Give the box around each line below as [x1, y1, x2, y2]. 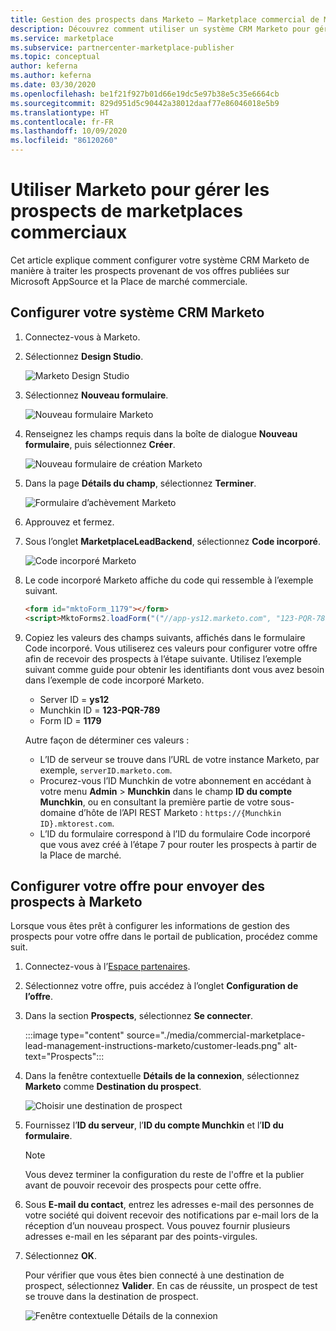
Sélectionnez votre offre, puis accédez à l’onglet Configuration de [24, 980, 299, 992]
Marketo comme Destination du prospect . [24, 1081, 202, 1093]
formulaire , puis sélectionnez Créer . [24, 438, 176, 450]
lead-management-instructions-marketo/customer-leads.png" [24, 1040, 282, 1052]
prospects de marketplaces [10, 200, 243, 223]
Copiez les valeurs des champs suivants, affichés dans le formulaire [24, 631, 306, 643]
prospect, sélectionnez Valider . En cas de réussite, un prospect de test [24, 1280, 318, 1292]
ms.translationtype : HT [10, 107, 110, 118]
